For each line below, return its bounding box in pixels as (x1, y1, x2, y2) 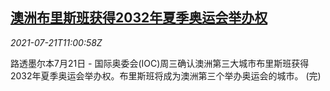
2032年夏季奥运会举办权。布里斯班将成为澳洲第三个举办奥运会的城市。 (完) (10, 69, 322, 82)
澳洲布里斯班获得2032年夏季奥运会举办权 (10, 9, 268, 27)
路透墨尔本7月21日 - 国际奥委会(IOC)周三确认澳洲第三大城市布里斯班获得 (10, 57, 310, 69)
